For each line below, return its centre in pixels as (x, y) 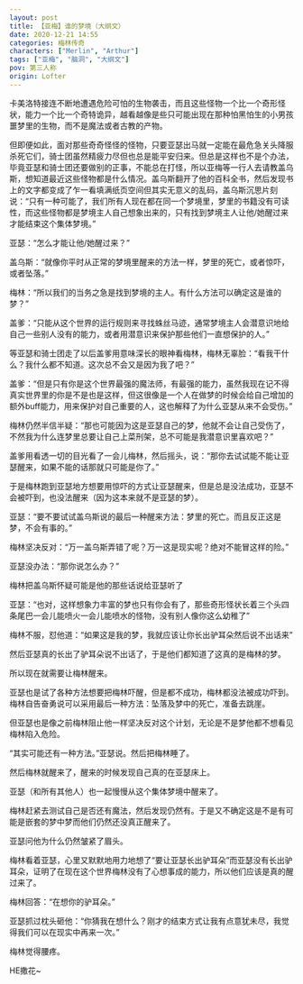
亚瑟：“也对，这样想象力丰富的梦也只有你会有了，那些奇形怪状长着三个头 (146, 604)
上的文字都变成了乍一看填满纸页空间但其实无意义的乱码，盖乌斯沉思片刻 (143, 189)
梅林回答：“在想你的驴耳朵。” (62, 901)
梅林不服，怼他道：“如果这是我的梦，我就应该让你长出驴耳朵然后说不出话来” (151, 634)
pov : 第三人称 (33, 68)
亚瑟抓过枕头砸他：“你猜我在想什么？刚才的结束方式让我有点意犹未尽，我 (146, 921)
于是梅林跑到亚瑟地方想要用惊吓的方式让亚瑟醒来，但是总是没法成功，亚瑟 (147, 486)
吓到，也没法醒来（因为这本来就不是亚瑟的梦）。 (114, 497)
